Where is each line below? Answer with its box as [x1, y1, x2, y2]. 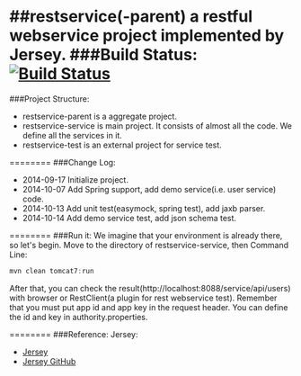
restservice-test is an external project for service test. [22, 139, 222, 150]
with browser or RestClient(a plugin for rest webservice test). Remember [9, 292, 278, 303]
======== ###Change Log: [9, 157, 116, 167]
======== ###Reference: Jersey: [9, 328, 138, 339]
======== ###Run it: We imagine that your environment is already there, [9, 229, 283, 240]
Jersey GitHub [22, 355, 76, 366]
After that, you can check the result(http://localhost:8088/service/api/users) [9, 282, 291, 293]
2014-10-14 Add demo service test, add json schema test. [22, 212, 236, 223]
